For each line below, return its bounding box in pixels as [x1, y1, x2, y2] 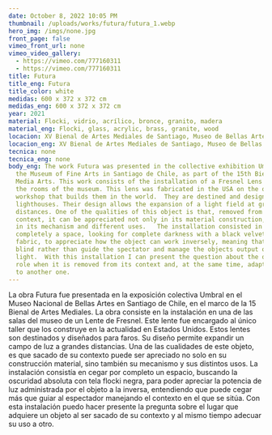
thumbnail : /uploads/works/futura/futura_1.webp [8, 19, 176, 28]
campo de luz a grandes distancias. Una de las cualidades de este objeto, [8, 342, 255, 352]
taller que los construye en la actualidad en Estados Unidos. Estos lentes [8, 325, 251, 335]
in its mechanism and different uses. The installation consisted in [15, 223, 263, 231]
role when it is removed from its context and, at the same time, [15, 260, 244, 268]
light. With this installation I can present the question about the [15, 253, 259, 261]
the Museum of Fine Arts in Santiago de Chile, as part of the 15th [15, 170, 252, 178]
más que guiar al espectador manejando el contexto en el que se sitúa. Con [8, 394, 261, 403]
